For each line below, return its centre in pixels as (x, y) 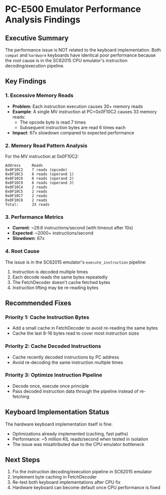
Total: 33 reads (28, 205)
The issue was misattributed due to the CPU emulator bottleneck (78, 444)
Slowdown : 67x (28, 238)
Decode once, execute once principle (51, 386)
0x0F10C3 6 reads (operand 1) (40, 174)
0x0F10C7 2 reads (27, 196)
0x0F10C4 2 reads (27, 187)
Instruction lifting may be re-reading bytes (55, 287)
